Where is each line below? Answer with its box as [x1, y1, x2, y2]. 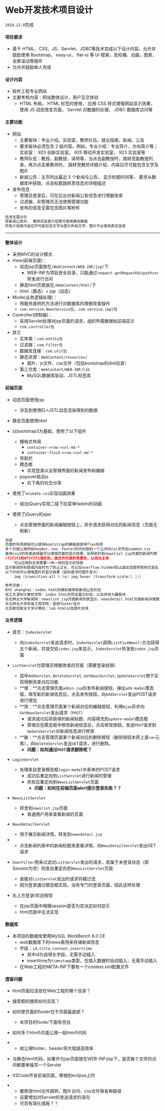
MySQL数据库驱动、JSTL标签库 [27, 373, 91, 379]
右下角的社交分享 [27, 479, 62, 485]
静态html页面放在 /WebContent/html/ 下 [19, 282, 96, 288]
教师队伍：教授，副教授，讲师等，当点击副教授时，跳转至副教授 [19, 156, 149, 161]
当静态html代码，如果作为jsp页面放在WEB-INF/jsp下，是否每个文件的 [12, 1056, 152, 1062]
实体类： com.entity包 [19, 336, 63, 342]
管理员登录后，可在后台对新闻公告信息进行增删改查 [19, 192, 123, 198]
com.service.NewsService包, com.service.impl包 [19, 307, 117, 312]
